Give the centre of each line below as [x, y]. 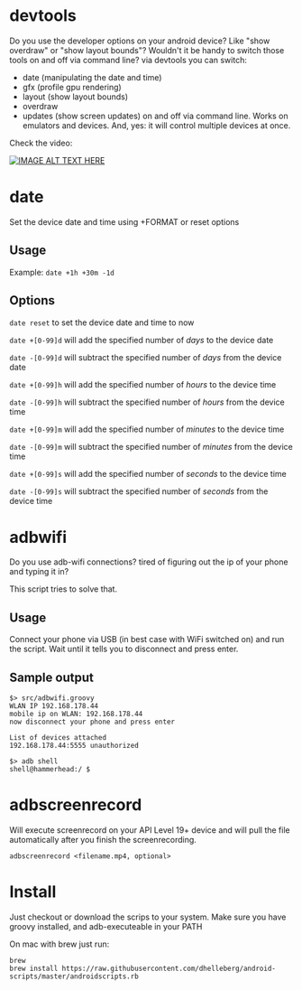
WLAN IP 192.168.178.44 [54, 706]
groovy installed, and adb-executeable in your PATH [106, 926]
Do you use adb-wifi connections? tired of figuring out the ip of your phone [149, 562]
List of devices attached [58, 738]
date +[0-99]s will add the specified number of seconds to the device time [148, 473]
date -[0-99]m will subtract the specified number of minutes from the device [151, 446]
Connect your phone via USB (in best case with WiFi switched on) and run [147, 640]
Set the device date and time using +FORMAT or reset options [124, 221]
